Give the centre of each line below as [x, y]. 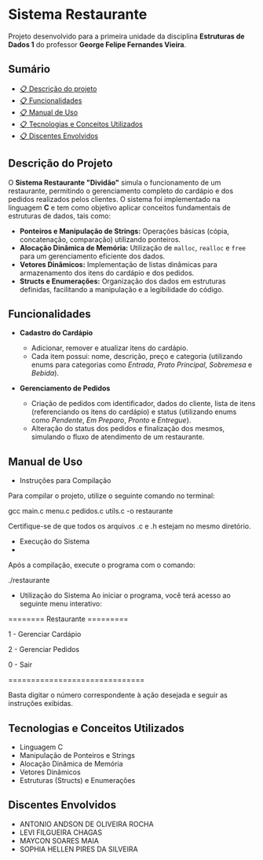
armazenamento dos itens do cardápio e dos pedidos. [107, 273]
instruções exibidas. [40, 704]
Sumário [29, 70]
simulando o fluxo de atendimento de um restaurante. [118, 437]
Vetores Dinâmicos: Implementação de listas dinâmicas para [118, 264]
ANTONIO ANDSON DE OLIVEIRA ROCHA [87, 824]
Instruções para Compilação [65, 481]
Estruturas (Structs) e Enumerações [77, 780]
